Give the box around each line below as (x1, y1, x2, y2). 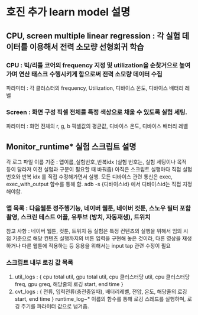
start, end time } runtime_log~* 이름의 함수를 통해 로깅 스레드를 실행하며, (14, 295, 186, 302)
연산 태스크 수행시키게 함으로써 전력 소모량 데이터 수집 (18, 70, 163, 78)
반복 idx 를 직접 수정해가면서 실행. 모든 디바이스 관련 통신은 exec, (21, 173, 173, 180)
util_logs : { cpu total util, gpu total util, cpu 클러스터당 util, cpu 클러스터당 (14, 273, 190, 280)
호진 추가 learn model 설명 (6, 5, 131, 19)
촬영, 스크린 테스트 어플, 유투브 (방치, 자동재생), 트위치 (6, 213, 151, 221)
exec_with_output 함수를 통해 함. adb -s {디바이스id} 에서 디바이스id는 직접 (6, 180, 181, 187)
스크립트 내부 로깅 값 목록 (6, 258, 74, 267)
